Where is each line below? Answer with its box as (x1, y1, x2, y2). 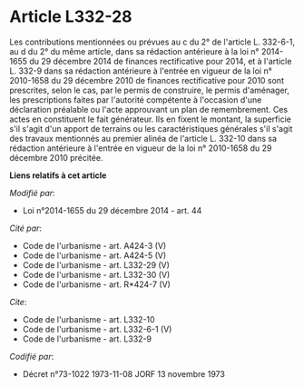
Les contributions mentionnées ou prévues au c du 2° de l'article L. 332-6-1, (9, 36, 295, 47)
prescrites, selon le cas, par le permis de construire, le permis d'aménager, (9, 84, 290, 95)
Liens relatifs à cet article (9, 170, 107, 181)
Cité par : (9, 223, 43, 233)
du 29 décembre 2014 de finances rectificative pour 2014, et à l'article (28, 55, 292, 66)
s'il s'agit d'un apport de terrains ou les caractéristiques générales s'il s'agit (9, 123, 293, 134)
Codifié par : (9, 351, 54, 362)
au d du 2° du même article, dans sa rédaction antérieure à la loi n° (9, 45, 260, 56)
